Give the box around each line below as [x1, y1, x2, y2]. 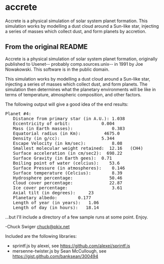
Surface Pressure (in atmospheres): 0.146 [13, 165, 125, 171]
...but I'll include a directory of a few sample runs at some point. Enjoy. [5, 214, 148, 220]
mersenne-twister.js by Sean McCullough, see [12, 248, 107, 254]
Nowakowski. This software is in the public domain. [5, 66, 110, 72]
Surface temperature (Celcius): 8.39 [13, 170, 123, 176]
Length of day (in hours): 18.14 [13, 205, 99, 210]
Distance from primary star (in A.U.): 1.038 [13, 116, 125, 121]
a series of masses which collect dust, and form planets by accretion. [5, 28, 147, 34]
